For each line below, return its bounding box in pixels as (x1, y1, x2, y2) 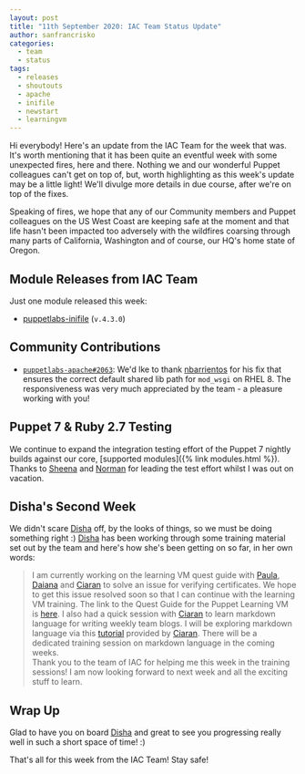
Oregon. (9, 245, 41, 256)
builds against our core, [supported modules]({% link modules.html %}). (9, 453, 280, 464)
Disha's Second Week (9, 499, 137, 514)
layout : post (9, 13, 59, 23)
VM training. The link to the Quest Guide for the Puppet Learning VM (31, 599, 289, 610)
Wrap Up (9, 703, 61, 718)
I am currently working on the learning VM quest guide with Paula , (31, 570, 280, 581)
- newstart (17, 107, 59, 116)
